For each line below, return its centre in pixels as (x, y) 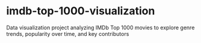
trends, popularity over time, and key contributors (68, 33)
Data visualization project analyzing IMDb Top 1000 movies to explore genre (100, 27)
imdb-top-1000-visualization (81, 11)
